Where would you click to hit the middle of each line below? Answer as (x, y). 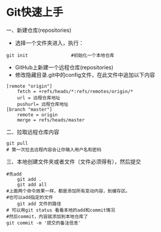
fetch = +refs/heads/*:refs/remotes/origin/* (75, 91)
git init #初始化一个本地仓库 (60, 55)
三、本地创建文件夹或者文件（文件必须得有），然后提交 (74, 161)
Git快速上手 (35, 12)
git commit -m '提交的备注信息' (44, 223)
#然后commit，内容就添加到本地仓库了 (47, 216)
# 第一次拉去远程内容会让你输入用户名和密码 (54, 150)
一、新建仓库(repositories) (39, 30)
